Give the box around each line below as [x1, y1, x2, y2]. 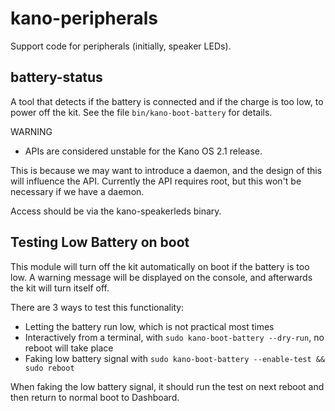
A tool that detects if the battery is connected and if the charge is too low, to [10, 95, 324, 107]
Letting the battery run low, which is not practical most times [24, 320, 275, 332]
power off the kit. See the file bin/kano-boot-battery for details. [10, 106, 273, 118]
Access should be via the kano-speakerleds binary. [10, 205, 222, 217]
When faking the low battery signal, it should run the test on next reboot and [10, 380, 325, 392]
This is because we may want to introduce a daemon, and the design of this [10, 164, 323, 176]
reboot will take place [24, 342, 114, 354]
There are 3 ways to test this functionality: [10, 301, 185, 313]
